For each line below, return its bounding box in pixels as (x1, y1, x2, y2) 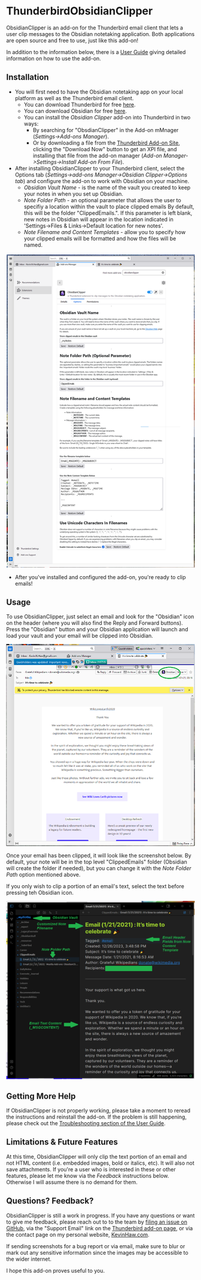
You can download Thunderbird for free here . (23, 101, 136, 108)
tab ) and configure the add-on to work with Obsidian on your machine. (14, 177, 190, 184)
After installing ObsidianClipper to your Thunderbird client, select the (14, 164, 185, 172)
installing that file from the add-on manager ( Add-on (32, 152, 163, 159)
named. (23, 241, 43, 248)
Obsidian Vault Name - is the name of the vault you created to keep (23, 184, 191, 191)
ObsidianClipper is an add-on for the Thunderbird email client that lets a (6, 24, 184, 31)
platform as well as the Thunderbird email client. (14, 94, 134, 101)
